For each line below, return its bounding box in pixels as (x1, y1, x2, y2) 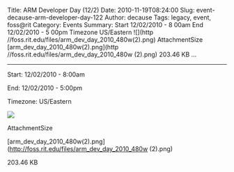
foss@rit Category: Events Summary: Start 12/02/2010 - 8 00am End (7, 21, 203, 29)
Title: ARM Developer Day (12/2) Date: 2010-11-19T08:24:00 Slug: (7, 6, 195, 14)
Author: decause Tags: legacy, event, (104, 13, 211, 22)
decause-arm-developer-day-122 (7, 13, 103, 22)
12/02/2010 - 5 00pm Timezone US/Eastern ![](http (7, 28, 154, 36)
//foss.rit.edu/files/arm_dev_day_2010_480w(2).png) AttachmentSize (7, 36, 203, 44)
